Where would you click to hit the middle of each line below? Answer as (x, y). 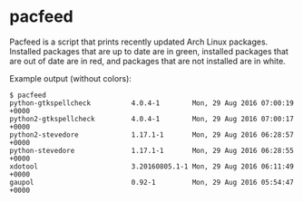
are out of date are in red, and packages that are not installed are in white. (147, 61)
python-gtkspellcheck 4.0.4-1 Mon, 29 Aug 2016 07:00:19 (152, 103)
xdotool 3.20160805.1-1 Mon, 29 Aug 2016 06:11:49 (152, 166)
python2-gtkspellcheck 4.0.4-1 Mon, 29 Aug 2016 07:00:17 (152, 119)
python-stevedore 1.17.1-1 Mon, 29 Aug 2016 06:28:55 (152, 150)
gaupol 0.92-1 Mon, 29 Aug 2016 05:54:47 (152, 182)
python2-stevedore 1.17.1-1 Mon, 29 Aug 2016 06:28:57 (152, 135)
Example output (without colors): (70, 78)
